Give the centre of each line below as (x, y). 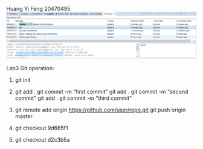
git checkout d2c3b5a (42, 139)
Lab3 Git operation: (30, 68)
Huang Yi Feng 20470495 (38, 9)
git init (23, 80)
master (24, 116)
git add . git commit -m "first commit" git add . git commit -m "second (101, 91)
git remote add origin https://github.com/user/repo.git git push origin (100, 110)
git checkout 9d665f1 (41, 128)
